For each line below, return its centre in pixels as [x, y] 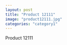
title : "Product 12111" [30, 14]
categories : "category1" [31, 24]
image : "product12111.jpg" [34, 19]
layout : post [19, 10]
